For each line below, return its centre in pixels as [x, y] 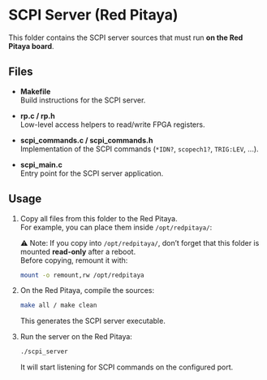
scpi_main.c [41, 164]
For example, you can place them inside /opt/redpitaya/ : [116, 227]
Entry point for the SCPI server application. [92, 173]
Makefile [35, 91]
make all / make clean [58, 306]
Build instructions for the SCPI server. [83, 100]
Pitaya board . [31, 46]
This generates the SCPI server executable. [93, 321]
